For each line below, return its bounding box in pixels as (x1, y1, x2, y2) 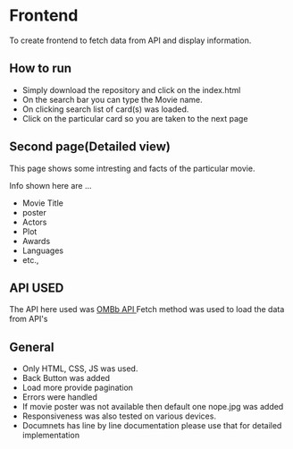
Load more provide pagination (21, 382, 134, 394)
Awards (21, 235, 51, 246)
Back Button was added (21, 373, 110, 384)
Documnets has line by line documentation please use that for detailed (21, 420, 282, 431)
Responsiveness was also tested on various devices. (21, 411, 217, 421)
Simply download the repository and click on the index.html (21, 84, 241, 95)
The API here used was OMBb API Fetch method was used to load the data (9, 304, 285, 315)
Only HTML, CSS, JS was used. (21, 363, 138, 374)
